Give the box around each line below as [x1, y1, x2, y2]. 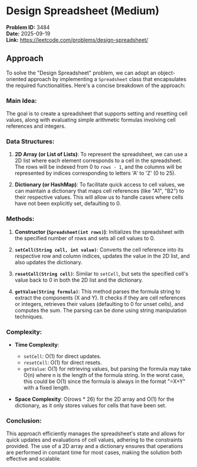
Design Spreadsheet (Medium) [6, 4, 159, 18]
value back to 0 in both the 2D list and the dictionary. [14, 276, 143, 284]
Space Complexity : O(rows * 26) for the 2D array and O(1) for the [14, 395, 175, 402]
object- [157, 69, 176, 76]
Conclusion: [6, 416, 42, 424]
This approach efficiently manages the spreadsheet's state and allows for [6, 430, 185, 437]
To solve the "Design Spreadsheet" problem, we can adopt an [6, 69, 156, 76]
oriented [6, 75, 27, 82]
